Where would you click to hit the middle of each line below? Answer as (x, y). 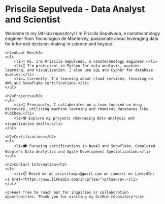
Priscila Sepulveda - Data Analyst (75, 9)
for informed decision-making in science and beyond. (60, 43)
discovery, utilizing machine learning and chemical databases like (77, 109)
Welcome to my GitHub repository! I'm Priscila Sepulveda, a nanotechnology (82, 33)
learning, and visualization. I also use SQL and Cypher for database (79, 70)
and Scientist (33, 20)
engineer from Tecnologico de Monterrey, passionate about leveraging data (82, 39)
